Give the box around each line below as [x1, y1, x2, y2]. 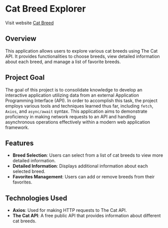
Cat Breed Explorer [5, 3, 86, 15]
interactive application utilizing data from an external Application [5, 92, 139, 98]
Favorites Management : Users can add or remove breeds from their [12, 174, 155, 180]
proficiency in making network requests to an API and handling [5, 113, 136, 119]
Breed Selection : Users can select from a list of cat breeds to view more [12, 152, 163, 158]
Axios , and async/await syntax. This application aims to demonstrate [5, 108, 148, 114]
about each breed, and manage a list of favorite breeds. [5, 59, 121, 65]
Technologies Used [5, 194, 67, 202]
